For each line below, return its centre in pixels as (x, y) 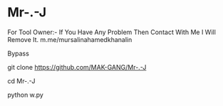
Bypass (19, 53)
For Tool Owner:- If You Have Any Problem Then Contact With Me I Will (111, 32)
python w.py (26, 95)
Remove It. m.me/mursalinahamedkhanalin (70, 39)
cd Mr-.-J (21, 81)
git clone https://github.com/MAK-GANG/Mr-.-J (77, 67)
